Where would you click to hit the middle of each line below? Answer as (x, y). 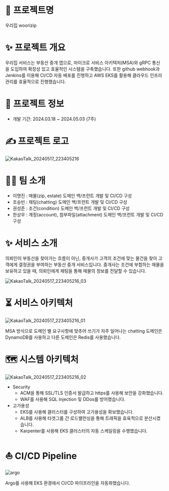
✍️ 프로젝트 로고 (37, 141)
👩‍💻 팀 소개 (25, 181)
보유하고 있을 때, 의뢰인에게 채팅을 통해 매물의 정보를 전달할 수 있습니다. (76, 271)
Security (21, 387)
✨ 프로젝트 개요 (35, 48)
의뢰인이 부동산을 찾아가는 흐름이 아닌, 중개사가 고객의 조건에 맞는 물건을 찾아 (81, 258)
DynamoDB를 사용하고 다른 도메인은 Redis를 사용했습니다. (63, 337)
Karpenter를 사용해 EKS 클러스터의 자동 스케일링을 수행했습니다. (84, 431)
